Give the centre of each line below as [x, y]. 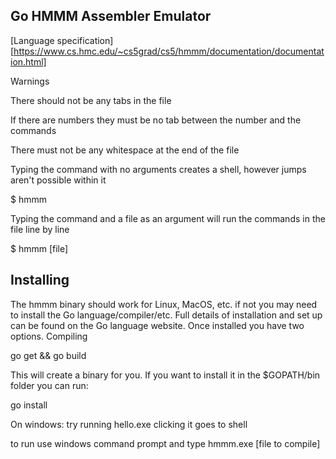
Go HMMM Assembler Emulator [111, 16]
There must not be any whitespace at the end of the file [125, 150]
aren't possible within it [58, 180]
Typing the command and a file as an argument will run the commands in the [168, 218]
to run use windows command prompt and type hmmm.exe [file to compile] [165, 443]
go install [29, 405]
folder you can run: [49, 385]
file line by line [40, 229]
